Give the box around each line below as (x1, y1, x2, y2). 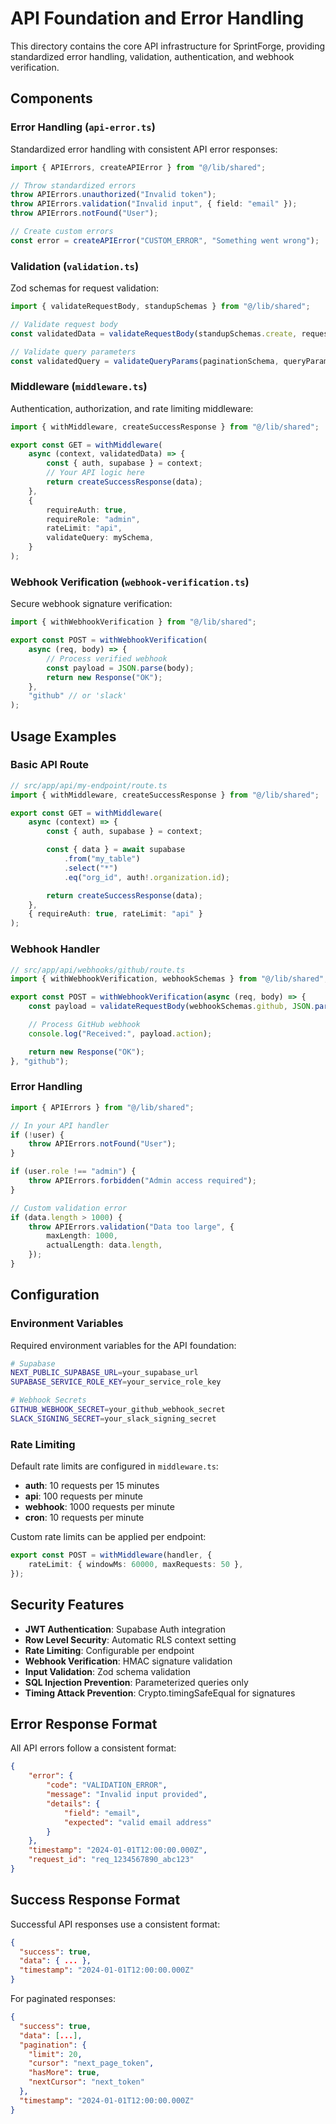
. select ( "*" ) (63, 863, 118, 873)
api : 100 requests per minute (24, 1490, 143, 1502)
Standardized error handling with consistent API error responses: (10, 143, 278, 155)
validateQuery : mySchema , (46, 533, 155, 543)
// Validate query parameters (10, 347, 137, 357)
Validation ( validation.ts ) (10, 259, 140, 273)
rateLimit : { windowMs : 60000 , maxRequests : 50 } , (28, 1560, 244, 1570)
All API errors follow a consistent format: (10, 1742, 177, 1754)
